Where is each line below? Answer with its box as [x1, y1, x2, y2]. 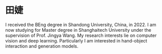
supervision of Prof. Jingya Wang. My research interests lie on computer [5, 32, 157, 38]
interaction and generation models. [5, 43, 79, 49]
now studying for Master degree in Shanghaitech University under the [5, 27, 151, 33]
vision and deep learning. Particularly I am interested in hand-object [5, 37, 147, 43]
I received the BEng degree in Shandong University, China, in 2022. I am [5, 21, 156, 28]
